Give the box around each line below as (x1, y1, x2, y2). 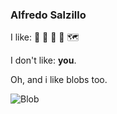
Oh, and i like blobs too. (10, 74, 108, 86)
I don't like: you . (10, 54, 77, 67)
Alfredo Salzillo (10, 8, 87, 22)
